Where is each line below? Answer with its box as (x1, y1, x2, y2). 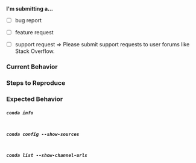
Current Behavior (6, 63, 58, 71)
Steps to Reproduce (6, 79, 66, 87)
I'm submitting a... (6, 5, 53, 12)
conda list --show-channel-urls (6, 153, 87, 159)
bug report (14, 17, 42, 23)
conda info (6, 109, 34, 116)
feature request (14, 29, 54, 36)
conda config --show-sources (6, 131, 80, 137)
